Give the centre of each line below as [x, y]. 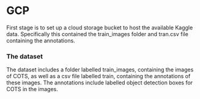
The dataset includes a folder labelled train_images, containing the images [100, 70]
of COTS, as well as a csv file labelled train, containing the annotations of [98, 76]
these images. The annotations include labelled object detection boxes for [100, 82]
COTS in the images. [32, 89]
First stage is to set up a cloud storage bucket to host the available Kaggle [100, 28]
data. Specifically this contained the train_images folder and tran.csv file [97, 34]
